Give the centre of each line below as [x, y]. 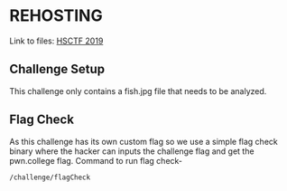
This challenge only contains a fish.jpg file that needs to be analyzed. [138, 91]
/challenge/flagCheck [50, 177]
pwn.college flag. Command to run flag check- [96, 160]
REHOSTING [56, 16]
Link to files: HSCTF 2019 [56, 41]
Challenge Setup [57, 69]
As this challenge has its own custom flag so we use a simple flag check [143, 141]
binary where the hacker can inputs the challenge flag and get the [132, 151]
